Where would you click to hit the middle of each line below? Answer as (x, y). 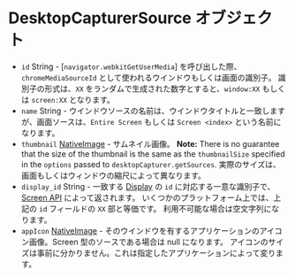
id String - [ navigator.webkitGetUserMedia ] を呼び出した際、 (131, 66)
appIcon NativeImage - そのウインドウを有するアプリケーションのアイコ (151, 230)
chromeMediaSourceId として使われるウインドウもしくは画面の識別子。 (148, 77)
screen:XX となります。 (73, 99)
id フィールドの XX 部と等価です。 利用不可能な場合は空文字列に (155, 208)
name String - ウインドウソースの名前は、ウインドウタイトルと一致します (153, 111)
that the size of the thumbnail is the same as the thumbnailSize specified (153, 154)
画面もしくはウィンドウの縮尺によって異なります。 (113, 175)
